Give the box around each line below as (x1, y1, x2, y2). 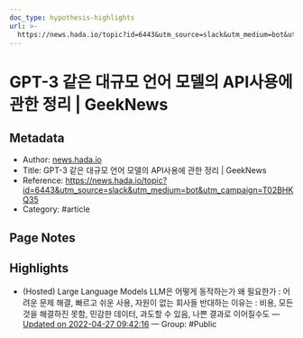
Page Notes (9, 230, 76, 245)
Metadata (9, 130, 65, 145)
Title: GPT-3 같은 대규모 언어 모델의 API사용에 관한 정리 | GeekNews (22, 165, 267, 176)
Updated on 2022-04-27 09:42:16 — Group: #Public (22, 318, 217, 329)
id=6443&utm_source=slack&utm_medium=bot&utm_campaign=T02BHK (22, 185, 294, 196)
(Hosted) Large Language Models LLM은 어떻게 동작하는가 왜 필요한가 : (22, 286, 281, 297)
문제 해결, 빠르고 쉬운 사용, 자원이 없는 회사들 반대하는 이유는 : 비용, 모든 (39, 297, 294, 307)
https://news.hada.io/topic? (65, 175, 168, 186)
